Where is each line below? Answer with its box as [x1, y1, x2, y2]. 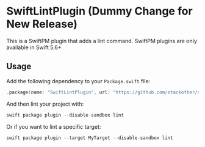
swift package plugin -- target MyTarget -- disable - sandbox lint [6, 135, 173, 141]
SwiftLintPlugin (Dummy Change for [6, 4, 193, 18]
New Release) [6, 17, 78, 31]
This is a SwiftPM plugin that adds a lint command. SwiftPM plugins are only [6, 37, 197, 44]
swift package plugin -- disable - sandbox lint [6, 112, 124, 118]
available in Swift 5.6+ [6, 44, 62, 51]
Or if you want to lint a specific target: [6, 123, 101, 130]
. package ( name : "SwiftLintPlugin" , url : [6, 89, 111, 95]
